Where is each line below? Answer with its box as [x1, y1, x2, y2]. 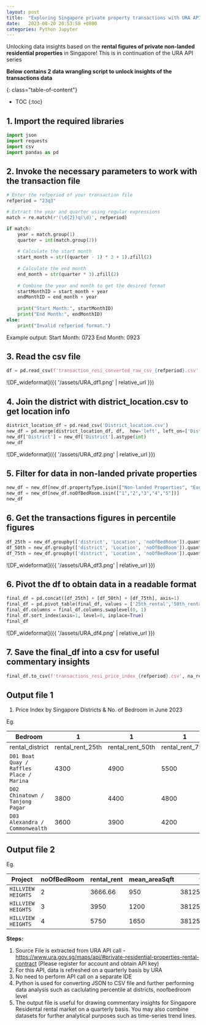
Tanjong [9, 798, 32, 805]
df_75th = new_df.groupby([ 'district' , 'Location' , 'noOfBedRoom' [6, 550, 180, 556]
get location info [6, 406, 71, 417]
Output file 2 [6, 844, 55, 854]
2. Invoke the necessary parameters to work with [6, 166, 197, 177]
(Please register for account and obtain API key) [37, 960, 159, 967]
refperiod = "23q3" [6, 198, 56, 204]
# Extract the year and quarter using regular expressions [6, 209, 161, 215]
